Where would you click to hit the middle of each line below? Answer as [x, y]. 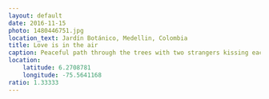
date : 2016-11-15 [37, 23]
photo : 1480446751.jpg [46, 30]
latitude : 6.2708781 [57, 68]
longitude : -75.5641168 [62, 75]
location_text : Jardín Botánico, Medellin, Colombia [98, 38]
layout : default [35, 16]
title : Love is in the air [53, 46]
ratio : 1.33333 [34, 82]
